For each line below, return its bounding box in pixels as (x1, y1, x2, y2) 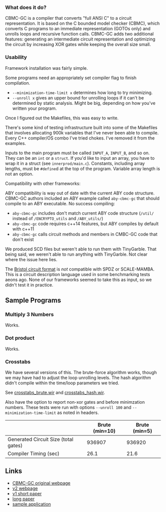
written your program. (12, 105, 57, 111)
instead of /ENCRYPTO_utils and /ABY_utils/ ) (12, 215, 104, 221)
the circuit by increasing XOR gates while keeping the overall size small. (5, 42, 151, 47)
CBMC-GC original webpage (12, 480, 71, 486)
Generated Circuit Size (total (7, 436, 74, 443)
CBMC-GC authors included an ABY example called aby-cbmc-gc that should (5, 195, 160, 201)
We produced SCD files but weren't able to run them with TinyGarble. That (5, 246, 157, 252)
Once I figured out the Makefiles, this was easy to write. (5, 115, 119, 121)
